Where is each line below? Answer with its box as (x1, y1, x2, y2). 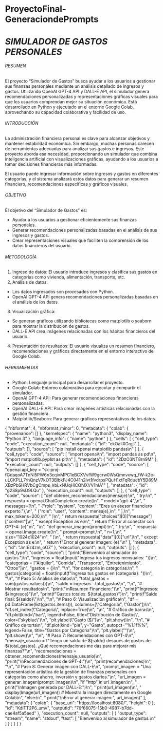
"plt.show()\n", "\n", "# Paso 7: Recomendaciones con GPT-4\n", (5, 632, 135, 638)
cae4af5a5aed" (5, 711, 36, 716)
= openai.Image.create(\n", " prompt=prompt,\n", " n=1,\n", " (5, 529, 126, 535)
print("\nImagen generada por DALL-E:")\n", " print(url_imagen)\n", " (5, 684, 142, 691)
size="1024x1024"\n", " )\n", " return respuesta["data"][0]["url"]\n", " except (5, 534, 158, 540)
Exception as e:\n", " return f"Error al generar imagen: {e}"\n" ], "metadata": (5, 539, 157, 545)
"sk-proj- (42, 467, 61, 473)
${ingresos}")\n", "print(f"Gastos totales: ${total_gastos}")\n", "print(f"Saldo (5, 591, 158, 597)
